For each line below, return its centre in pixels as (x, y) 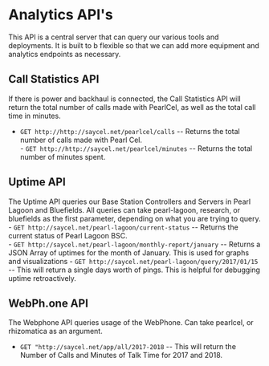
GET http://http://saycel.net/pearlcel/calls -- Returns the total (130, 131)
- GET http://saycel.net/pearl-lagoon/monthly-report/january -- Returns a (134, 244)
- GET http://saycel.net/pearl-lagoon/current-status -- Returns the (123, 227)
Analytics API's (61, 15)
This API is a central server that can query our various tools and (114, 37)
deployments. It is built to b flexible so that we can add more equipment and (134, 45)
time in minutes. (35, 116)
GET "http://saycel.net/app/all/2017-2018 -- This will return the (128, 347)
